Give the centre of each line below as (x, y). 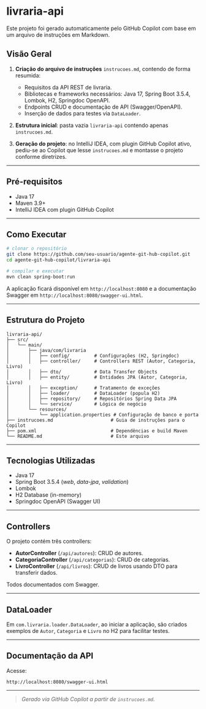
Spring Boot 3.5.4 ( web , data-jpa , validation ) (72, 482)
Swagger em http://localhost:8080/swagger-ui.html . (75, 295)
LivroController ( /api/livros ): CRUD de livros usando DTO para (96, 566)
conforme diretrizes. (41, 156)
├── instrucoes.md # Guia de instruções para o (96, 420)
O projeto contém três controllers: (49, 542)
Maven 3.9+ (30, 203)
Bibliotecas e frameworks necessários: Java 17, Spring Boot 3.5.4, (107, 94)
